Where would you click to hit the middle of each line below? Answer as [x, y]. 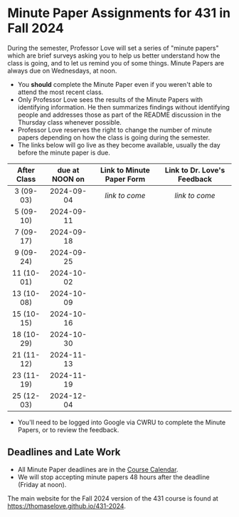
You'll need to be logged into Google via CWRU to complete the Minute [122, 422]
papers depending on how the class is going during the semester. [114, 137]
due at [68, 170]
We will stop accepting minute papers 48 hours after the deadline [113, 477]
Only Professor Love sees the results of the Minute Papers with [110, 99]
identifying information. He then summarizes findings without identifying [123, 107]
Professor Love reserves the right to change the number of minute [115, 130]
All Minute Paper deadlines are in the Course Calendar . [98, 469]
